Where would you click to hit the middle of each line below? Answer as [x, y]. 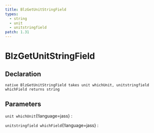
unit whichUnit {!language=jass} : [39, 116]
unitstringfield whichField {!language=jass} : [52, 125]
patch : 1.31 [17, 32]
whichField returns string [32, 89]
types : [12, 14]
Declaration [23, 74]
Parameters [23, 104]
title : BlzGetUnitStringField [36, 9]
